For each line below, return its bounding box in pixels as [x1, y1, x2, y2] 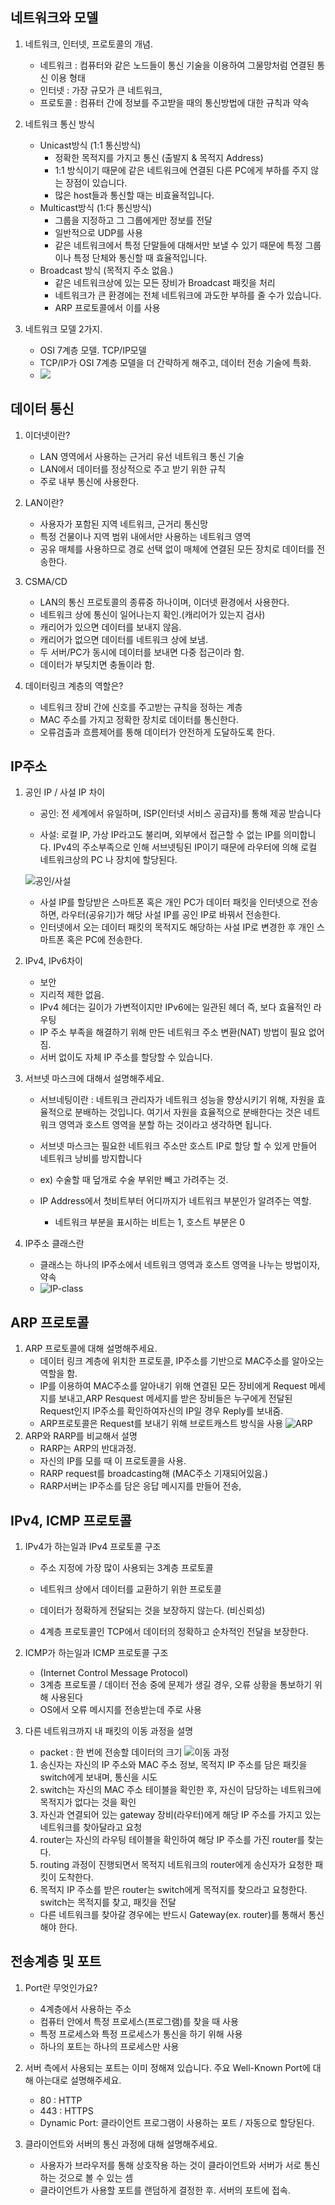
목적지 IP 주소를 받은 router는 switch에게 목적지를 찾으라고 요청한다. [39, 1884, 308, 1896]
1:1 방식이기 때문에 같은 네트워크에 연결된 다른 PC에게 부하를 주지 [54, 164, 309, 176]
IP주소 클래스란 [24, 1238, 85, 1250]
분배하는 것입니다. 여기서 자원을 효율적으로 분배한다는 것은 [74, 1106, 302, 1118]
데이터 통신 [10, 401, 75, 418]
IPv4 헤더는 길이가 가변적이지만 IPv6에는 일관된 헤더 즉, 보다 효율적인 [39, 1001, 312, 1013]
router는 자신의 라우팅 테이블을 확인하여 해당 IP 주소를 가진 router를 [39, 1834, 306, 1846]
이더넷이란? [24, 429, 71, 441]
